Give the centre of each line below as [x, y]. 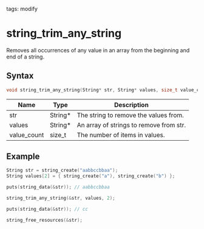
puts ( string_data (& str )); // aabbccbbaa [58, 187]
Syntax [20, 76]
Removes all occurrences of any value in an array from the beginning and [98, 50]
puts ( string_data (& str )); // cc [47, 209]
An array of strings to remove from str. [131, 125]
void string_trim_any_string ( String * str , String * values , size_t [92, 90]
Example [23, 157]
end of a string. [25, 57]
